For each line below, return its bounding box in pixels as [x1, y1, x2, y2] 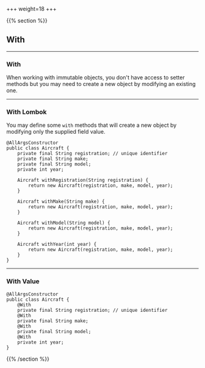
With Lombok [6, 108, 47, 117]
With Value [6, 277, 40, 286]
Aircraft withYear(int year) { [17, 241, 97, 248]
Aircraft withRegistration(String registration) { [17, 177, 149, 184]
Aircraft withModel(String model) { [17, 220, 111, 226]
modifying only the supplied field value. [6, 128, 106, 135]
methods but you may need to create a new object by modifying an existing [6, 81, 196, 88]
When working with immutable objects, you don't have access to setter [6, 74, 185, 81]
